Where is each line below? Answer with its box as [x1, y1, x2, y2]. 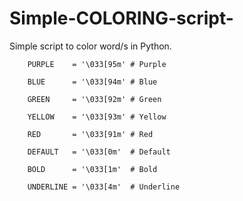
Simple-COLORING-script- [9, 7, 234, 30]
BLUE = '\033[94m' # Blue [27, 77, 158, 87]
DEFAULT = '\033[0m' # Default [27, 147, 171, 157]
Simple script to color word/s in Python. [9, 40, 172, 52]
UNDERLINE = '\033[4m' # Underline [27, 182, 181, 192]
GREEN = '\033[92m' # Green [27, 94, 162, 104]
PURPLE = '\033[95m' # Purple [27, 59, 167, 69]
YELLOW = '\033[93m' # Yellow [27, 112, 167, 122]
